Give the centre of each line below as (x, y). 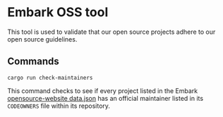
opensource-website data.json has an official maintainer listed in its (105, 98)
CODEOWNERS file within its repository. (59, 106)
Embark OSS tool (58, 12)
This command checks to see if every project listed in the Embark (103, 91)
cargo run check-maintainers (50, 78)
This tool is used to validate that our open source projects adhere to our (111, 32)
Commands (34, 62)
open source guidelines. (42, 39)
